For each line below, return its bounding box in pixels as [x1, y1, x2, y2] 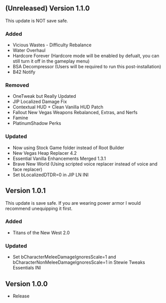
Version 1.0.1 [5, 186, 46, 195]
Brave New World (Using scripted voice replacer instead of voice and [12, 160, 158, 167]
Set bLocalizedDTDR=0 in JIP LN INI [12, 172, 89, 178]
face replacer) [12, 166, 43, 172]
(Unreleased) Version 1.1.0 [5, 4, 90, 13]
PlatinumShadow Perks [12, 120, 61, 126]
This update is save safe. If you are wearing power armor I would [5, 200, 141, 206]
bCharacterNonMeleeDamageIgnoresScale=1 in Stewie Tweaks [12, 259, 146, 265]
